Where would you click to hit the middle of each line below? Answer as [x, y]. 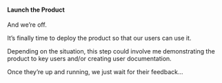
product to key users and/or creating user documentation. [90, 59]
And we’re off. [27, 25]
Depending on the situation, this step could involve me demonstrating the [111, 51]
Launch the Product [36, 10]
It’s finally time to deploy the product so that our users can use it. [99, 38]
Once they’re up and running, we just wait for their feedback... [95, 72]
